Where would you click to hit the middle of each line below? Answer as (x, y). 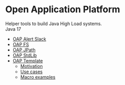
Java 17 (13, 29)
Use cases (31, 71)
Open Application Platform (63, 9)
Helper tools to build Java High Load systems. (54, 24)
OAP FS (21, 44)
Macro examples (38, 77)
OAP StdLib (25, 55)
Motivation (31, 66)
